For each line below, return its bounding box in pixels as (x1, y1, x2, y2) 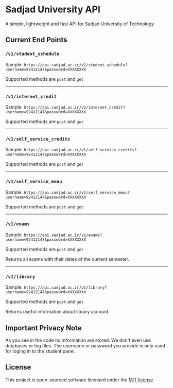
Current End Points (5, 36, 68, 44)
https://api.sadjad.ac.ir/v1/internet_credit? (24, 104, 126, 110)
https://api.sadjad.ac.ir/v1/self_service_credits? (24, 148, 137, 153)
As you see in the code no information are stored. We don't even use (5, 337, 151, 343)
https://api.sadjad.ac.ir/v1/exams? (24, 233, 102, 238)
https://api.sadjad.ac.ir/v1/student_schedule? (24, 62, 128, 67)
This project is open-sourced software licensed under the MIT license (5, 377, 153, 383)
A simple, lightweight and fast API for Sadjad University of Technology (5, 21, 154, 27)
